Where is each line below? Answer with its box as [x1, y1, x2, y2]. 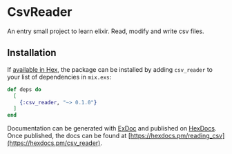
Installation [7, 47, 57, 59]
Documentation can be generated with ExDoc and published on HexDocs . [7, 124, 217, 133]
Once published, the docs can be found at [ [7, 132, 131, 140]
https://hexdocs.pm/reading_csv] [130, 132, 225, 140]
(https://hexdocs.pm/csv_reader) [7, 139, 101, 147]
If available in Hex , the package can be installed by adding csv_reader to [7, 65, 213, 73]
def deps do [7, 86, 41, 93]
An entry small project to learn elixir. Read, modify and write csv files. [7, 27, 205, 35]
